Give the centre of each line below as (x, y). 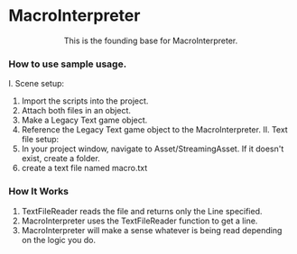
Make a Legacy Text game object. (84, 120)
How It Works (39, 192)
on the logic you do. (59, 240)
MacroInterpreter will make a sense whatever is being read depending (152, 230)
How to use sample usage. (68, 64)
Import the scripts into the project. (85, 101)
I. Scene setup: (37, 84)
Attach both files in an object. (76, 111)
